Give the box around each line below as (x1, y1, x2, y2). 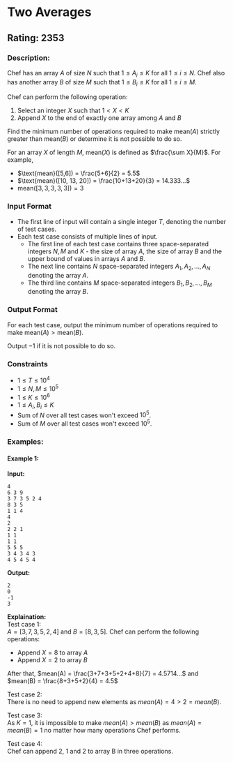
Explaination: (7, 613, 47, 621)
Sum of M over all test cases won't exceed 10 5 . (17, 418, 152, 428)
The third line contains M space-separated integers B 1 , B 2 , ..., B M (27, 278, 212, 288)
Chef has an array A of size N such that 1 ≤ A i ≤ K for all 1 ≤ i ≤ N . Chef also (7, 68, 225, 79)
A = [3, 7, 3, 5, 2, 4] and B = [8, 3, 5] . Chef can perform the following (7, 627, 200, 636)
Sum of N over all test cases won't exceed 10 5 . (17, 410, 152, 419)
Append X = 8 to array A (17, 648, 88, 657)
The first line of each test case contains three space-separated (27, 239, 209, 248)
